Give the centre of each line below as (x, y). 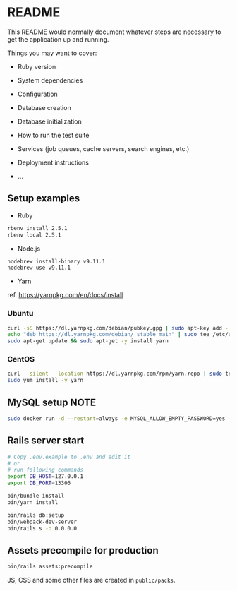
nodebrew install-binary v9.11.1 (56, 261)
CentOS (21, 359)
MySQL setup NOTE (52, 402)
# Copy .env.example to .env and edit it (69, 457)
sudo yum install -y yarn (45, 381)
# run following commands (45, 470)
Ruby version (37, 66)
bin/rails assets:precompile (50, 567)
